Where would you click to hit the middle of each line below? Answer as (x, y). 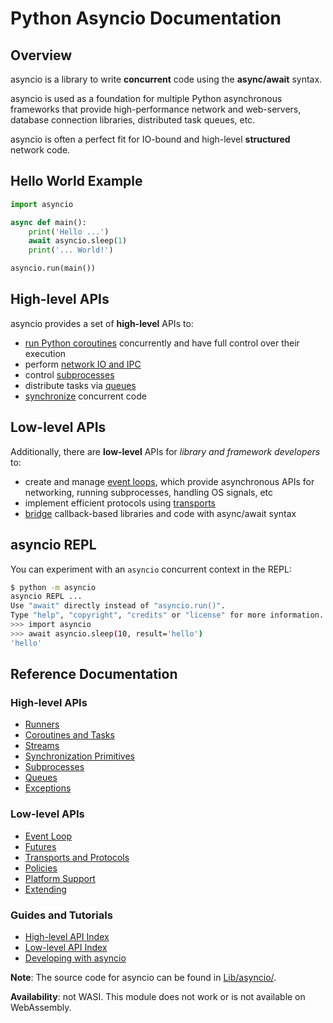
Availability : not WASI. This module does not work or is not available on (158, 996)
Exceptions (48, 788)
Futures (40, 846)
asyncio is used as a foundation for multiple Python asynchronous (146, 98)
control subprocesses (69, 374)
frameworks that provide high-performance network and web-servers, (156, 109)
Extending (45, 889)
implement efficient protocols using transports (120, 503)
